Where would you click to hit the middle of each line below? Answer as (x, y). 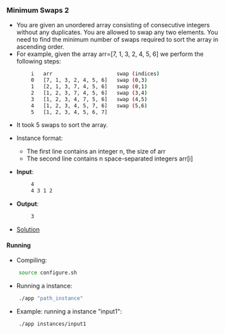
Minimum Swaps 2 (38, 10)
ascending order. (40, 47)
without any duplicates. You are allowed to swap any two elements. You (117, 32)
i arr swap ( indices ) (95, 74)
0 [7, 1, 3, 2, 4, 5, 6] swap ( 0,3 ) (89, 81)
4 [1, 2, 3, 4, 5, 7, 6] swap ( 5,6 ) (89, 106)
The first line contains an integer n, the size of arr (96, 152)
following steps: (39, 61)
